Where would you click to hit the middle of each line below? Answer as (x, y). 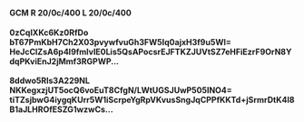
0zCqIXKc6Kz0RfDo (49, 33)
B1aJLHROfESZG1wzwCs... (61, 109)
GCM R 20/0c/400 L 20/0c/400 (70, 13)
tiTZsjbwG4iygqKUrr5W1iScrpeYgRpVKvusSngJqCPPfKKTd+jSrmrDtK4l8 (152, 100)
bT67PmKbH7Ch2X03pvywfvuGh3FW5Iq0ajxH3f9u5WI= (120, 42)
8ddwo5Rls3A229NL (50, 80)
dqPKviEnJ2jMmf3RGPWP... (64, 61)
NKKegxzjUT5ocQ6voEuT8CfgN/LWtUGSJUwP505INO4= (121, 90)
